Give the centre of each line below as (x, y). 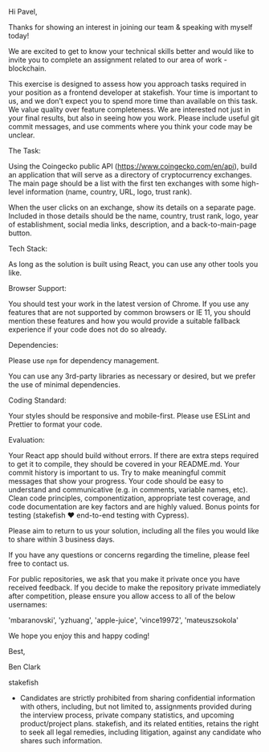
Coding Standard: (37, 400)
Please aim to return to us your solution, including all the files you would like (134, 531)
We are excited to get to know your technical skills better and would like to (131, 51)
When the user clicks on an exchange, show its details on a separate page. (132, 207)
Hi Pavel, (23, 12)
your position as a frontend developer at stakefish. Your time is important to (133, 92)
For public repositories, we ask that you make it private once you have (124, 579)
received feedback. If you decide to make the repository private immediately (134, 587)
